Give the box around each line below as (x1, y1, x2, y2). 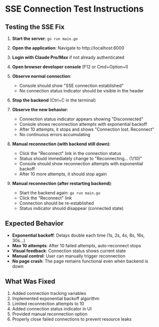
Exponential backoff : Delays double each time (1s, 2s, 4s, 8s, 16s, (12, 232, 145, 238)
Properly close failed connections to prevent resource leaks (12, 316, 132, 322)
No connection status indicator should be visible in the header (19, 88, 144, 93)
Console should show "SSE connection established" (19, 83, 124, 88)
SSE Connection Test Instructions (5, 3, 144, 15)
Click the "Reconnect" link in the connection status (19, 151, 122, 156)
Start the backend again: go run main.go (19, 190, 101, 195)
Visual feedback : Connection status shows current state (12, 248, 126, 254)
